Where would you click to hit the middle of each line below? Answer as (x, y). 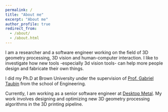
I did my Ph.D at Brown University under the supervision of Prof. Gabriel (79, 78)
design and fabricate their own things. (45, 68)
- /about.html (24, 38)
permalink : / (19, 10)
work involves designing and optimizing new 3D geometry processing (77, 98)
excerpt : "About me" (27, 19)
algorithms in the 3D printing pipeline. (44, 104)
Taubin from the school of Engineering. (46, 83)
